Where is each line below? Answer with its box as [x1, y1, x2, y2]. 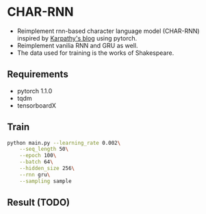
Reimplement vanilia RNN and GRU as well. [16, 41, 138, 49]
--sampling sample [19, 178, 72, 185]
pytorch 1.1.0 [16, 86, 53, 95]
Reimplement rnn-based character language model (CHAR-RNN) [16, 27, 200, 35]
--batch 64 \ [19, 158, 53, 165]
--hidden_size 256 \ [19, 165, 75, 172]
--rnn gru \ [19, 171, 51, 178]
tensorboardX [16, 101, 57, 110]
